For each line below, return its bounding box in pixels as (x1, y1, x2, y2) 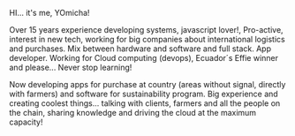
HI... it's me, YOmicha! (9, 8, 90, 18)
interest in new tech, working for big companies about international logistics (9, 34, 285, 44)
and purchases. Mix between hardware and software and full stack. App (9, 43, 272, 54)
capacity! (9, 117, 43, 127)
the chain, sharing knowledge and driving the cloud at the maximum (9, 108, 257, 117)
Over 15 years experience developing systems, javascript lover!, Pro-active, (9, 25, 284, 34)
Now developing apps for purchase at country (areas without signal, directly (9, 79, 286, 89)
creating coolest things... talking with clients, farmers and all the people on (9, 98, 281, 109)
